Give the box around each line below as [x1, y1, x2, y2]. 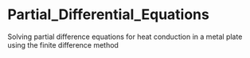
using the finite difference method [7, 40, 119, 49]
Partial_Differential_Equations [7, 6, 210, 24]
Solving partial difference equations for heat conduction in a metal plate [7, 32, 243, 41]
